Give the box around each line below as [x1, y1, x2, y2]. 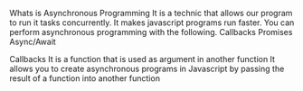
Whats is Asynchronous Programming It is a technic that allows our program [9, 8, 293, 18]
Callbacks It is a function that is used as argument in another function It [9, 54, 276, 64]
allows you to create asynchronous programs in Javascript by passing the [9, 63, 285, 74]
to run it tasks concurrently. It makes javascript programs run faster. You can [9, 17, 295, 28]
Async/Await [9, 36, 56, 47]
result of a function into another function [9, 73, 161, 84]
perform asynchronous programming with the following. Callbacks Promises [9, 27, 293, 37]
